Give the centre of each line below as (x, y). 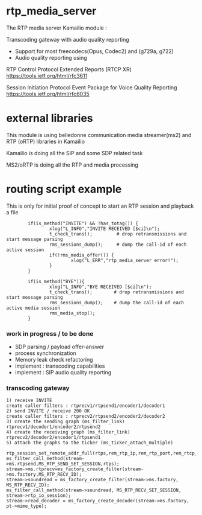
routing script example (64, 189)
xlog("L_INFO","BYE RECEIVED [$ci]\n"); (100, 287)
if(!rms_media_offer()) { (81, 255)
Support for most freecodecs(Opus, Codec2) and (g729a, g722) (94, 51)
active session (25, 250)
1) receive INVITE (29, 401)
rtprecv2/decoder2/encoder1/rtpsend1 (54, 438)
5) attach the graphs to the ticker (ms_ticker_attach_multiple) (90, 443)
